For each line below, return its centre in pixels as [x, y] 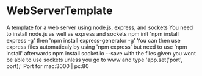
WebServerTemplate [60, 11]
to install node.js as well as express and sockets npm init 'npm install [92, 33]
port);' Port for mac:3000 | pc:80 [48, 66]
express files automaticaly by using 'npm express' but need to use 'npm [97, 47]
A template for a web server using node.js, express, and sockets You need [100, 27]
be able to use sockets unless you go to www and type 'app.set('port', [95, 60]
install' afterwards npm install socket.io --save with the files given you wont [101, 53]
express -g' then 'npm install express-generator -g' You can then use [94, 40]
